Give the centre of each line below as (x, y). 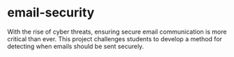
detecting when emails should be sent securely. (76, 46)
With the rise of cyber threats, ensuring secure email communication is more (117, 32)
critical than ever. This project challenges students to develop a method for (115, 38)
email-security (51, 13)
